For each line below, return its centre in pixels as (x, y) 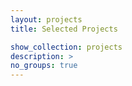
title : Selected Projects (64, 29)
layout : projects (46, 19)
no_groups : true (44, 66)
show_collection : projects (66, 47)
